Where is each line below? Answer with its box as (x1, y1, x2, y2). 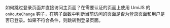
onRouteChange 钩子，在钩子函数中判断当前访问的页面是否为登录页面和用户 (5, 11, 161, 17)
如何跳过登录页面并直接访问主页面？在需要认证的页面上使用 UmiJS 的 (5, 5, 151, 10)
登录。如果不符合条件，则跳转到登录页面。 (14, 17, 103, 23)
